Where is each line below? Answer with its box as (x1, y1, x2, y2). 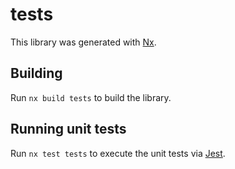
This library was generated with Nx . (10, 36, 157, 48)
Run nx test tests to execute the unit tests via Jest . (10, 147, 226, 159)
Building (10, 65, 63, 82)
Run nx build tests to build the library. (10, 91, 172, 103)
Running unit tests (10, 121, 127, 138)
